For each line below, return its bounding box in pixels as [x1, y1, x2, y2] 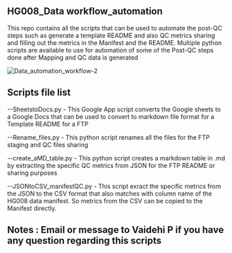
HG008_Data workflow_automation [7, 6, 163, 17]
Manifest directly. [7, 204, 57, 212]
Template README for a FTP [7, 120, 89, 128]
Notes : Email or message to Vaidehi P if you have [7, 224, 224, 236]
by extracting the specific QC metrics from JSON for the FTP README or [7, 161, 215, 169]
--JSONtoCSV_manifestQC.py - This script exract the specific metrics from [7, 182, 222, 190]
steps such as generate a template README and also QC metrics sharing [7, 31, 215, 39]
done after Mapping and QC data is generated [7, 53, 139, 62]
